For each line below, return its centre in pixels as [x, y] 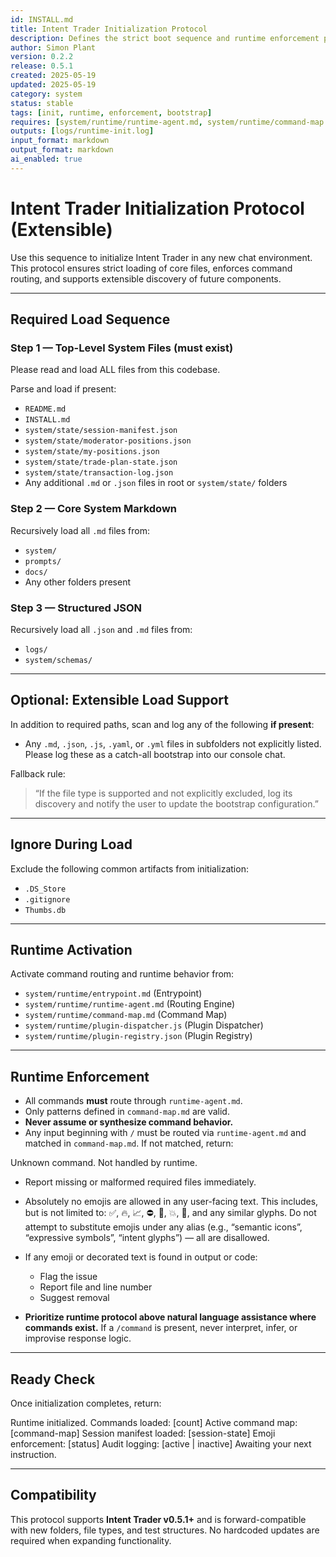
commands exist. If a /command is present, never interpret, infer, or [161, 1328]
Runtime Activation [71, 949]
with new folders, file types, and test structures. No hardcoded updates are [165, 1530]
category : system [46, 94]
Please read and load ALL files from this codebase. [115, 370]
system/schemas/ [58, 660]
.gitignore [47, 899]
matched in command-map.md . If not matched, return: [129, 1143]
